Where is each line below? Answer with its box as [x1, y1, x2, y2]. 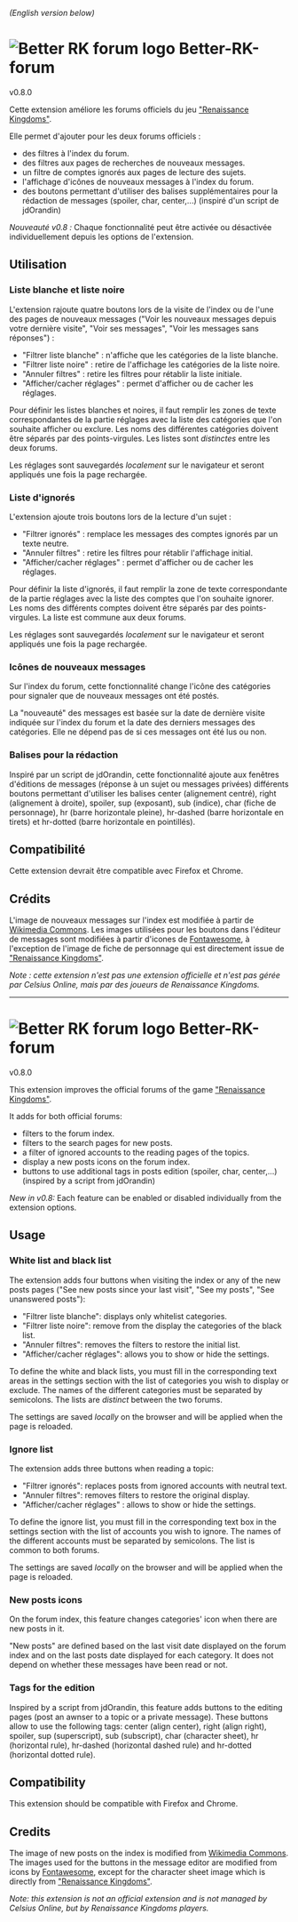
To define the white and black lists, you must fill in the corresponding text [9, 1365, 278, 1376]
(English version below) [9, 8, 95, 18]
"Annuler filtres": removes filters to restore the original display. [21, 1490, 250, 1501]
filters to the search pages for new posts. [21, 1138, 173, 1149]
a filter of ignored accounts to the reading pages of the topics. [21, 1147, 250, 1158]
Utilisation [9, 257, 67, 272]
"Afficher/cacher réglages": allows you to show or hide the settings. [21, 1349, 270, 1359]
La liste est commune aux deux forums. [43, 612, 186, 622]
